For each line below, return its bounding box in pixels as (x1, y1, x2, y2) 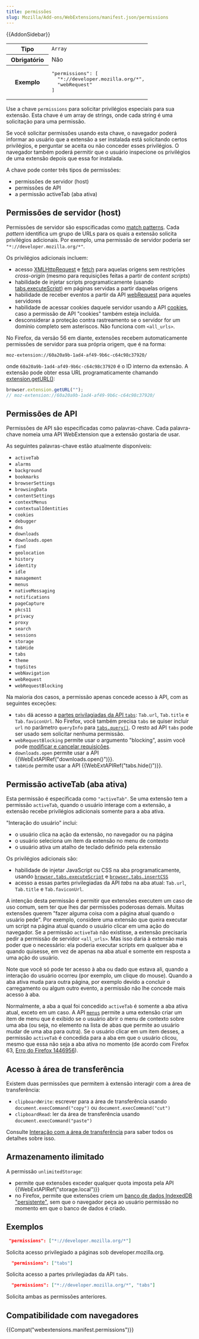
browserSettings (14, 480, 55, 486)
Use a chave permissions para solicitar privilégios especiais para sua (6, 105, 175, 112)
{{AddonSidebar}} (6, 30, 50, 38)
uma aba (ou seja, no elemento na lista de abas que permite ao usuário (6, 1021, 180, 1029)
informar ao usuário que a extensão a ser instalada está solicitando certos (6, 136, 188, 143)
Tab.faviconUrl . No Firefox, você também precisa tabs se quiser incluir (14, 717, 189, 725)
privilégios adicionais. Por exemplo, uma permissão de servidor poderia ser (6, 236, 191, 243)
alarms (14, 461, 31, 468)
